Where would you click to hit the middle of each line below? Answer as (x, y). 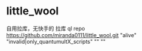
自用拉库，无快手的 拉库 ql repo (46, 28)
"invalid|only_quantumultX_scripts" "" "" (56, 41)
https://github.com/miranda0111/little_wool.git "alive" (72, 35)
